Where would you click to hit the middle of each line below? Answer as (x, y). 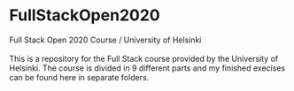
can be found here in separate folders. (79, 77)
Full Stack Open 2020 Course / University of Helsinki (105, 40)
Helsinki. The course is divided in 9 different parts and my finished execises (147, 68)
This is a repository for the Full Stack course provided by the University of (144, 58)
